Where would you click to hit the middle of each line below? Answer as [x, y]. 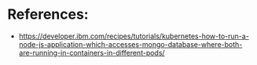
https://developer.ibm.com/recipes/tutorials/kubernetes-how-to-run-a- [134, 36]
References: [48, 14]
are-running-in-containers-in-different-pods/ [92, 52]
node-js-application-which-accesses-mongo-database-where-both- [130, 44]
